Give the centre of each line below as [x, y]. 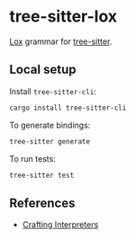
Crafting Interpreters [60, 225]
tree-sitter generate [50, 141]
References [42, 203]
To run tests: [32, 158]
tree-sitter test [42, 175]
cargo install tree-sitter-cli [68, 108]
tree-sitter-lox [63, 17]
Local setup [43, 70]
